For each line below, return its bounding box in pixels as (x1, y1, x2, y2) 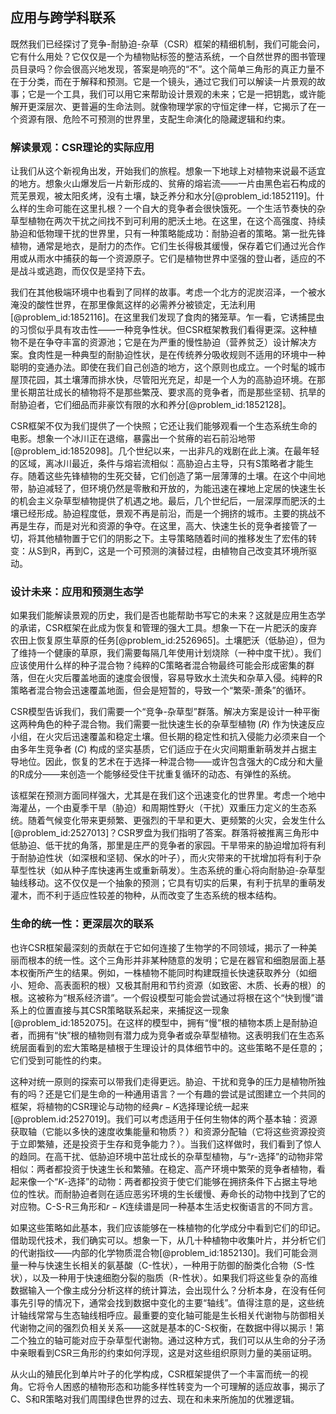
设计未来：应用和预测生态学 (10, 585, 144, 599)
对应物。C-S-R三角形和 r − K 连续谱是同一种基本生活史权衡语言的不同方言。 (10, 1200, 319, 1212)
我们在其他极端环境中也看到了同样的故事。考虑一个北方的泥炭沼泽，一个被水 (10, 286, 326, 298)
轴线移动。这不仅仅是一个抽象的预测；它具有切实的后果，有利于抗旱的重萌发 (10, 877, 326, 889)
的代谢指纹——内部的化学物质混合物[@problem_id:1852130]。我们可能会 (10, 1246, 310, 1258)
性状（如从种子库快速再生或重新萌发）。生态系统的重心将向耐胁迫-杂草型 (27, 864, 326, 877)
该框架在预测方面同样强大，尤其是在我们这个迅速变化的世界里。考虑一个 (10, 789, 308, 802)
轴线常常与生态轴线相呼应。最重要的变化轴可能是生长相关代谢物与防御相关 (18, 1309, 326, 1321)
